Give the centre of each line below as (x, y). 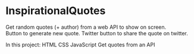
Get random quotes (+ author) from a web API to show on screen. (86, 27)
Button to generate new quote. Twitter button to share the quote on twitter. (97, 33)
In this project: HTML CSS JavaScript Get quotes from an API (80, 45)
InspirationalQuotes (56, 11)
